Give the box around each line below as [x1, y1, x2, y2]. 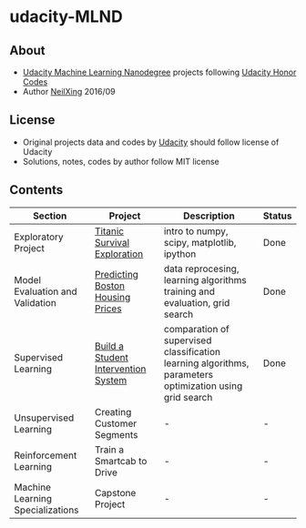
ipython [163, 248, 197, 260]
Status [262, 209, 292, 222]
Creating [94, 405, 132, 418]
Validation [14, 296, 56, 309]
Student [94, 350, 129, 363]
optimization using [163, 380, 243, 392]
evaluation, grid [163, 296, 230, 309]
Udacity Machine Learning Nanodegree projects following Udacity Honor [22, 66, 297, 77]
